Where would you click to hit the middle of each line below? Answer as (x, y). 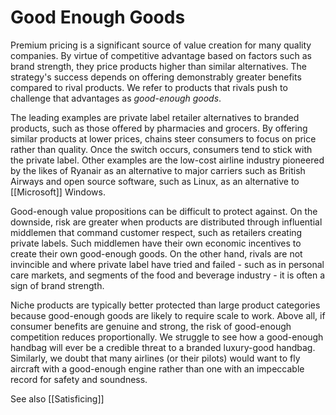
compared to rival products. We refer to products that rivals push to (149, 87)
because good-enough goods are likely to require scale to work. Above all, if (168, 315)
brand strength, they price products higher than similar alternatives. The (158, 66)
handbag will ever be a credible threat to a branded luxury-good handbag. (163, 347)
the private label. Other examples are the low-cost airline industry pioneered (167, 160)
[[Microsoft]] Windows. (58, 192)
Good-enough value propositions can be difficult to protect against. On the (164, 211)
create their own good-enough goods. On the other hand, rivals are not (156, 253)
